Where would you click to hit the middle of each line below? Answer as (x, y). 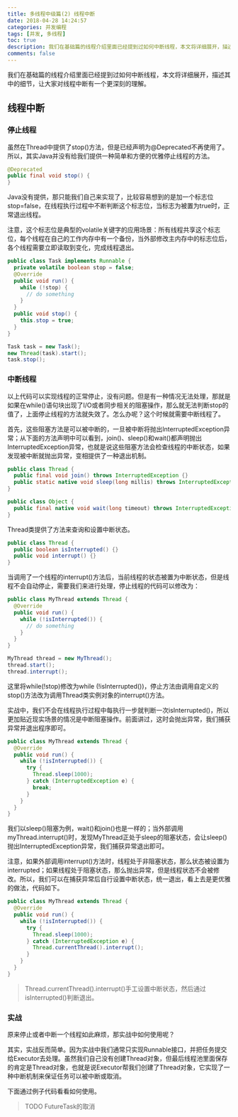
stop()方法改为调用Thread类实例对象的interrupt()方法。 (88, 695)
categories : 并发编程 (37, 27)
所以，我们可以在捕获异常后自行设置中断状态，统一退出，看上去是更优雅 (125, 879)
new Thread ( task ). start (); (47, 353)
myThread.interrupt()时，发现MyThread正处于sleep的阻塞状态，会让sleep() (118, 837)
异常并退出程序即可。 (38, 728)
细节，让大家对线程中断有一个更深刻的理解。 (85, 83)
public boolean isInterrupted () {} (66, 549)
